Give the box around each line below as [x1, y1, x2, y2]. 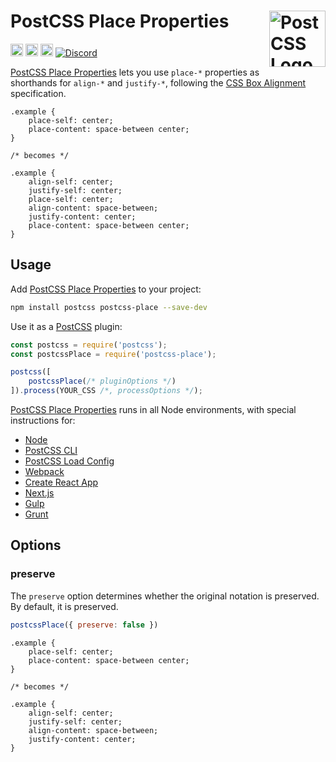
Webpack [24, 466, 65, 477]
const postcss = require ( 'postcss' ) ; [10, 340, 168, 350]
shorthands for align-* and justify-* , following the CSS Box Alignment [10, 76, 307, 89]
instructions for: [10, 415, 76, 426]
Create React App [24, 476, 99, 488]
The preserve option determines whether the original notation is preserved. [10, 590, 320, 602]
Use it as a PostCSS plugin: [10, 320, 123, 332]
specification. [10, 87, 67, 99]
